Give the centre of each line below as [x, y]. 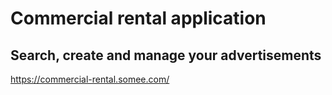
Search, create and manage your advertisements [166, 55]
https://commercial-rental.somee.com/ [90, 79]
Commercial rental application [138, 18]
